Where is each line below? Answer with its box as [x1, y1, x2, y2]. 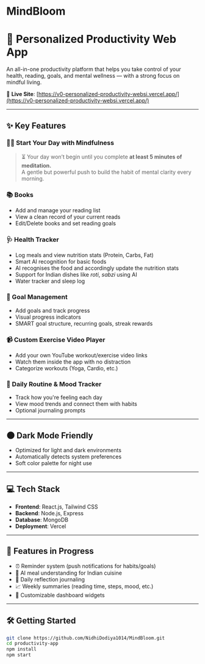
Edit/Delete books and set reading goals [15, 220, 116, 227]
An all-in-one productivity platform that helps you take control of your [6, 65, 181, 73]
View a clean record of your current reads [15, 213, 121, 221]
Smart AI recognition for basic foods [15, 258, 107, 266]
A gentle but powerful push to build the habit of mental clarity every [21, 168, 192, 176]
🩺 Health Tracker [6, 236, 59, 244]
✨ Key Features [6, 121, 66, 131]
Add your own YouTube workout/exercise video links [15, 352, 148, 359]
